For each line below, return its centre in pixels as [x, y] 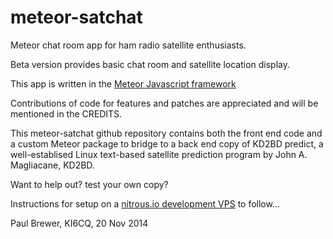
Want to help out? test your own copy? [89, 184]
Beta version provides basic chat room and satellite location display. [150, 64]
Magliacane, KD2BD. [52, 165]
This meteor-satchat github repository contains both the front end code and [166, 133]
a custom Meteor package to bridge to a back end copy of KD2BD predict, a [167, 143]
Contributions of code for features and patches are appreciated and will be [164, 103]
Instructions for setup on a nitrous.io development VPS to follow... [145, 203]
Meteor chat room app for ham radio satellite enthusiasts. [128, 45]
